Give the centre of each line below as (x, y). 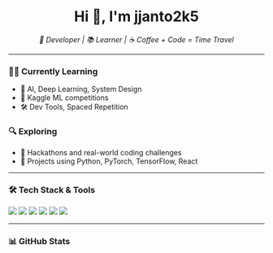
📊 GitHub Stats (39, 241)
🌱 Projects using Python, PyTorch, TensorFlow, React (109, 161)
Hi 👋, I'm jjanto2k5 (136, 17)
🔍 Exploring (33, 132)
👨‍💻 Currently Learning (53, 71)
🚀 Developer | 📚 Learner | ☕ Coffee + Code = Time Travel (136, 39)
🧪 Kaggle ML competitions (64, 98)
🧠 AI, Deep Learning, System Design (81, 89)
